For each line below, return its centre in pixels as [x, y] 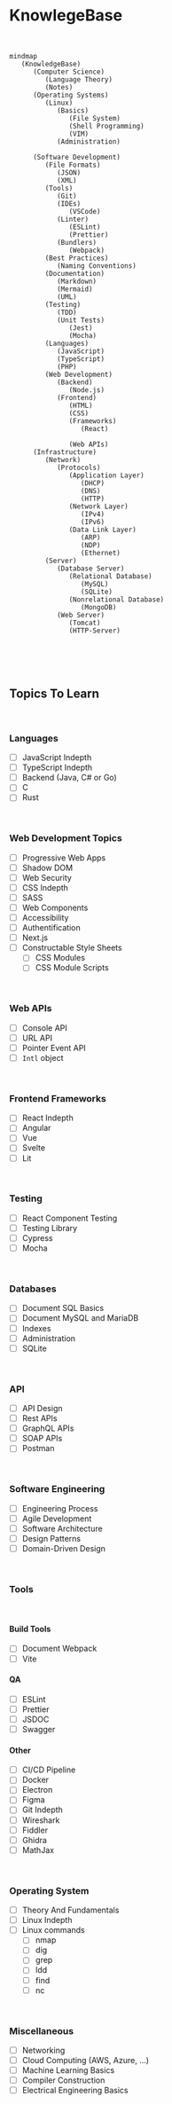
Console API [45, 1028]
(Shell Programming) [106, 126]
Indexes [36, 1328]
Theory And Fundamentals [70, 1910]
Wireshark [41, 1820]
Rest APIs [39, 1418]
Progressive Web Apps [64, 858]
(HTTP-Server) [95, 631]
